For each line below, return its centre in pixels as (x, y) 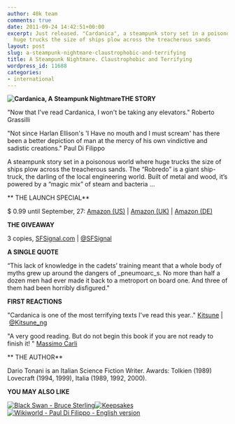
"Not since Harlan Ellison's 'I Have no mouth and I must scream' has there (114, 133)
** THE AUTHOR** (35, 357)
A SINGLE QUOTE (33, 252)
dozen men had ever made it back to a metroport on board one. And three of (117, 280)
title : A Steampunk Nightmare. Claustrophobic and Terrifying (100, 60)
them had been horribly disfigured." (58, 288)
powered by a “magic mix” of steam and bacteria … (81, 184)
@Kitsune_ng (28, 322)
